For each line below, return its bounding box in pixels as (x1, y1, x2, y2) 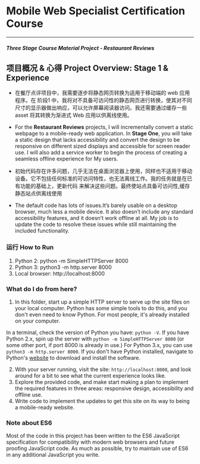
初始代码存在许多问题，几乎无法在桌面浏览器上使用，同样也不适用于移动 (14, 168, 192, 175)
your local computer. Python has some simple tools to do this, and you (14, 304, 187, 311)
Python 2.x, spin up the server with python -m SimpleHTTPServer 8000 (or (6, 335, 185, 342)
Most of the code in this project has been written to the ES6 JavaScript (6, 432, 180, 440)
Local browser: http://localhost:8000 (14, 270, 105, 277)
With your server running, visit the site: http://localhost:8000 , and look (14, 366, 192, 373)
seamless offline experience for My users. (14, 155, 118, 162)
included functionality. (14, 227, 70, 234)
